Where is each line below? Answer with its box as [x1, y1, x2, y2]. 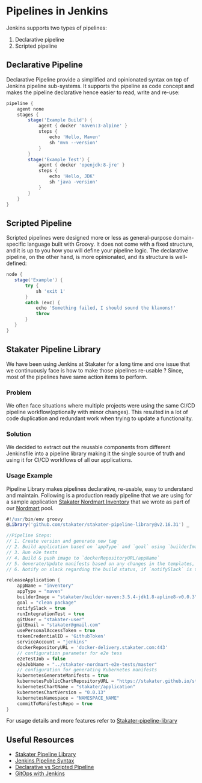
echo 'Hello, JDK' [49, 173, 96, 179]
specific [6, 240, 26, 248]
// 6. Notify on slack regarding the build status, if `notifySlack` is [6, 566, 192, 572]
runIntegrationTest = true [17, 611, 85, 617]
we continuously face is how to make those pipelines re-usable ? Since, [6, 366, 183, 374]
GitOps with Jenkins [14, 770, 65, 777]
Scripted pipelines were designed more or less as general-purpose [6, 234, 173, 241]
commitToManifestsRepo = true [17, 700, 93, 707]
